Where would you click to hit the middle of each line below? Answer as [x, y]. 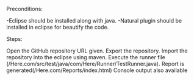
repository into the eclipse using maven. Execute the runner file [86, 57]
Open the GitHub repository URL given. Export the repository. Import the [97, 51]
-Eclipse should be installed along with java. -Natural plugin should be [94, 20]
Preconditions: [24, 9]
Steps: [14, 39]
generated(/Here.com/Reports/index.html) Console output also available [97, 70]
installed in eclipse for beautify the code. [58, 27]
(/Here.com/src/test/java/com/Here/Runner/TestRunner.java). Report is [95, 64]
